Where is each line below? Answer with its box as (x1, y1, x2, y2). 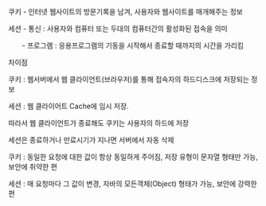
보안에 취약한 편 (8, 162, 58, 171)
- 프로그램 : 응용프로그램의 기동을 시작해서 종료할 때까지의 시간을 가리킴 (22, 41, 244, 50)
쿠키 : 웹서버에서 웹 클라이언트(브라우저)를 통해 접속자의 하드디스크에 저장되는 (8, 75, 249, 84)
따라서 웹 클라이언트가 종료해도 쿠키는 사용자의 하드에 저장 (8, 119, 190, 127)
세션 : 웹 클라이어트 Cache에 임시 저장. (8, 102, 129, 111)
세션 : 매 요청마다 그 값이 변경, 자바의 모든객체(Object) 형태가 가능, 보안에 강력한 (8, 179, 257, 189)
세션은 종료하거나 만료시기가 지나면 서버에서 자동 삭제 (8, 135, 174, 145)
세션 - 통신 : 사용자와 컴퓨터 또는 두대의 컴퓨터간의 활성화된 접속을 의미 (8, 24, 229, 33)
